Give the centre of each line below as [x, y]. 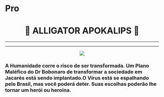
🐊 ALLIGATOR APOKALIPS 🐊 [82, 31]
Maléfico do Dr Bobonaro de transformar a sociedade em [74, 72]
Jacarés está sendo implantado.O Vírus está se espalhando [77, 78]
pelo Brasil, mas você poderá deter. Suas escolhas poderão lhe [81, 84]
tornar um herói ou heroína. [38, 90]
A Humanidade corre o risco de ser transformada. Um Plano [77, 66]
